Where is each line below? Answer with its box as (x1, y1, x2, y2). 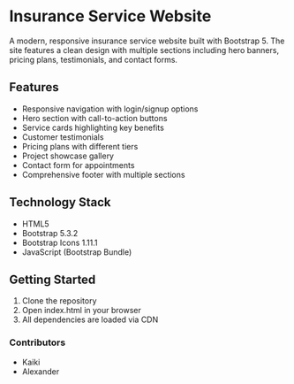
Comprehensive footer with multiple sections (21, 169, 185, 180)
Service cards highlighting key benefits (21, 122, 165, 133)
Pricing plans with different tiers (21, 141, 139, 151)
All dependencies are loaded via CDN (21, 314, 159, 325)
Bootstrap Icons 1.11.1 (21, 237, 98, 248)
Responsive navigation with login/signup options (21, 104, 199, 114)
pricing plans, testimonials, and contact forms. (9, 54, 178, 65)
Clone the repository (21, 296, 97, 306)
